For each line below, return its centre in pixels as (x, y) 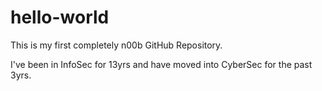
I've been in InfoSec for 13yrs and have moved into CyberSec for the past (161, 64)
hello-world (60, 17)
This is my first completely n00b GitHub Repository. (116, 45)
